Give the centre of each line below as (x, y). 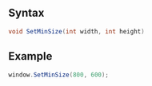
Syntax (26, 13)
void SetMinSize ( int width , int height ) (77, 31)
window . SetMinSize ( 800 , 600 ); (59, 75)
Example (30, 56)
